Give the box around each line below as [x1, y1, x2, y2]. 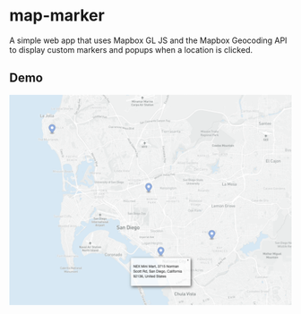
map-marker [9, 5, 105, 26]
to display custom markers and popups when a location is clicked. [9, 44, 254, 55]
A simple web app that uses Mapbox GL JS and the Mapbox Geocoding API [9, 35, 288, 46]
